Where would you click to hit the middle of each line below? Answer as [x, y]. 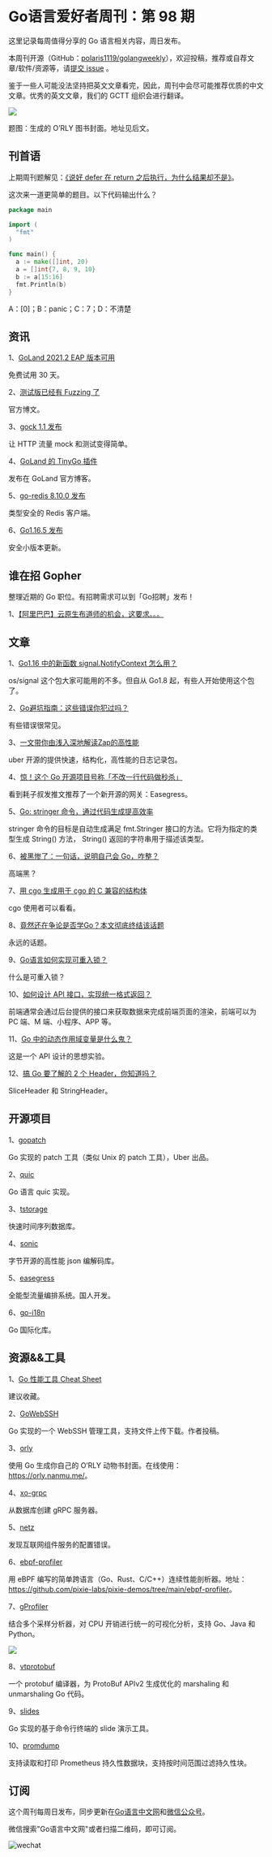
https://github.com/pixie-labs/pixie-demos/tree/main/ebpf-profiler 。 [122, 1589]
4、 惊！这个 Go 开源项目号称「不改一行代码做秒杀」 [96, 777]
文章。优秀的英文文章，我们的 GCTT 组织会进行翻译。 [98, 95]
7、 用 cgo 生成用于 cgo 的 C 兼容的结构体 [78, 890]
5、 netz [21, 1527]
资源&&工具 [37, 1358]
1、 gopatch [27, 1140]
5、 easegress [32, 1278]
